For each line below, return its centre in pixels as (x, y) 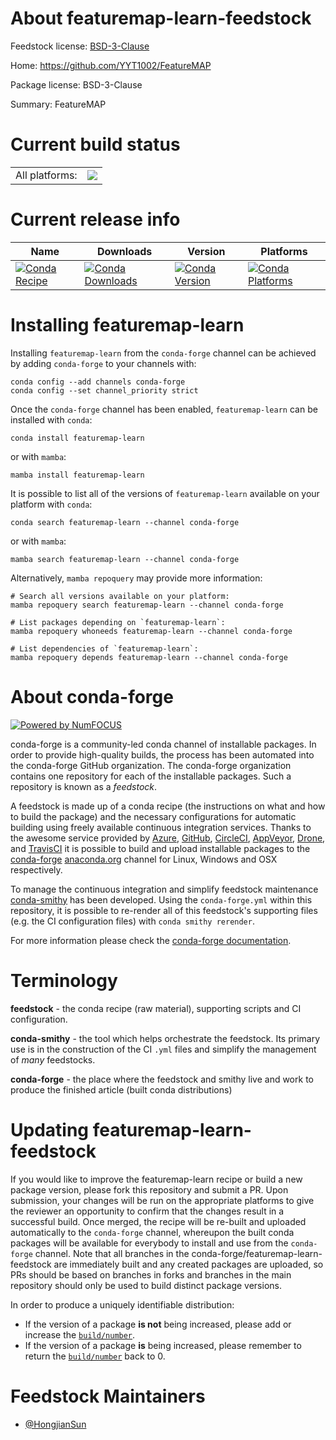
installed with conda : (51, 419)
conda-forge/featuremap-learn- (257, 1253)
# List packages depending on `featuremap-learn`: (118, 622)
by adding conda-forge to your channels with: (103, 363)
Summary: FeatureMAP (58, 104)
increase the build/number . (80, 1334)
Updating (50, 1129)
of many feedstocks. (53, 1059)
